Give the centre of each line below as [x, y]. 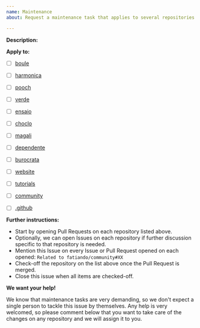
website [25, 172]
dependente [30, 147]
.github [24, 208]
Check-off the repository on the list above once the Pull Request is [97, 264]
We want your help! [31, 288]
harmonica [28, 75]
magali [23, 135]
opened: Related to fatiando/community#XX [69, 257]
